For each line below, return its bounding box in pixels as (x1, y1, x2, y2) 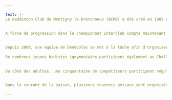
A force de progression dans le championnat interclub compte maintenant (5, 31, 166, 36)
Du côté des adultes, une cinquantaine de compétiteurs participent (5, 68, 155, 74)
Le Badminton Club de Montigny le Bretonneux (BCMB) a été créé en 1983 (5, 16, 164, 22)
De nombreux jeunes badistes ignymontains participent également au (5, 54, 155, 59)
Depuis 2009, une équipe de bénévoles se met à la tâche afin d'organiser (5, 45, 168, 50)
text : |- (5, 12, 24, 17)
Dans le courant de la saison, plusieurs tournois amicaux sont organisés (5, 83, 168, 88)
